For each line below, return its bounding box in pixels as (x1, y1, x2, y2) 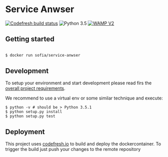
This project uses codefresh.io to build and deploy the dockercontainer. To (5, 141, 161, 147)
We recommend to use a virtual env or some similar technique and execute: (5, 95, 163, 101)
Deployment (5, 127, 45, 136)
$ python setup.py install (5, 110, 62, 115)
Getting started (5, 35, 55, 43)
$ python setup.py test (5, 114, 56, 119)
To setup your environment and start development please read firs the (5, 80, 152, 86)
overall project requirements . (5, 85, 66, 91)
